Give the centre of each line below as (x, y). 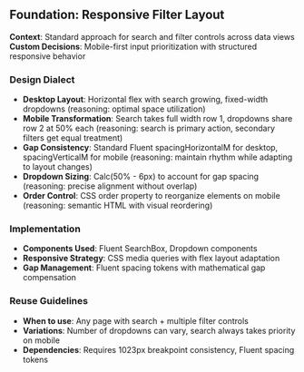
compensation (49, 278)
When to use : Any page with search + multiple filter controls (136, 320)
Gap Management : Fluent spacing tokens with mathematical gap (144, 268)
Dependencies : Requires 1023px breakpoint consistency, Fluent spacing (158, 349)
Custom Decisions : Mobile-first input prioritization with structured (133, 46)
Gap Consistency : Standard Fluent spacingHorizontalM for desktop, (150, 148)
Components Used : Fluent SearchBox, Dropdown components (140, 249)
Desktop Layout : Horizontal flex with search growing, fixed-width (145, 100)
